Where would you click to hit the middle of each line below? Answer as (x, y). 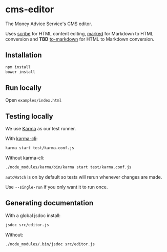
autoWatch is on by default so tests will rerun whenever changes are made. (84, 177)
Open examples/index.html (34, 100)
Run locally (24, 88)
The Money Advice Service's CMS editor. (49, 24)
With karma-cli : (22, 139)
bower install (20, 72)
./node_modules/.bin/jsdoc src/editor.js (50, 244)
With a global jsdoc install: (33, 215)
